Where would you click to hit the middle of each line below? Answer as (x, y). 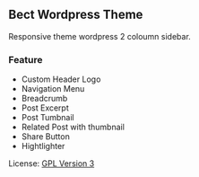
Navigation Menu (53, 89)
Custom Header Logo (61, 79)
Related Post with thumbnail (73, 127)
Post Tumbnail (48, 118)
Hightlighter (43, 146)
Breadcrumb (44, 99)
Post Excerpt (45, 108)
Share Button (46, 137)
